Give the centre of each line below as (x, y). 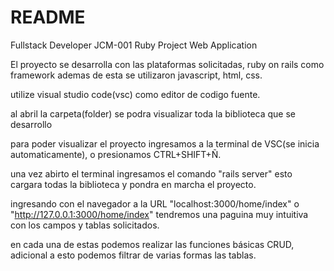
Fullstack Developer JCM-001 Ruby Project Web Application (134, 45)
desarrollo (31, 124)
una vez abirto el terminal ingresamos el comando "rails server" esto (151, 173)
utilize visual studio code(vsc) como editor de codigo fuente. (135, 94)
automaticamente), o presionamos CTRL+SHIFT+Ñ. (116, 154)
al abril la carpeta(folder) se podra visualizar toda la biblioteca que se (153, 113)
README (48, 17)
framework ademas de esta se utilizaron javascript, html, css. (136, 75)
